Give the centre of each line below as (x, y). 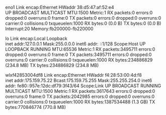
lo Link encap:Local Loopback (36, 38)
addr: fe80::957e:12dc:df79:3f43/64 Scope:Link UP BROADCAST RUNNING (83, 86)
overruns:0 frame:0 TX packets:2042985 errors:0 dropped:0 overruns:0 (80, 96)
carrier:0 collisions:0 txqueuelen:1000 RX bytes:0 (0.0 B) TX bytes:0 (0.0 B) (83, 23)
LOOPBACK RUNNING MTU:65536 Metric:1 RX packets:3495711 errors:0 (80, 49)
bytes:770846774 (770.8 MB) (36, 107)
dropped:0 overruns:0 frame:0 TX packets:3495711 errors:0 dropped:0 (78, 54)
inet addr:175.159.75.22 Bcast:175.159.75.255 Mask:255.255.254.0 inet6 (79, 80)
